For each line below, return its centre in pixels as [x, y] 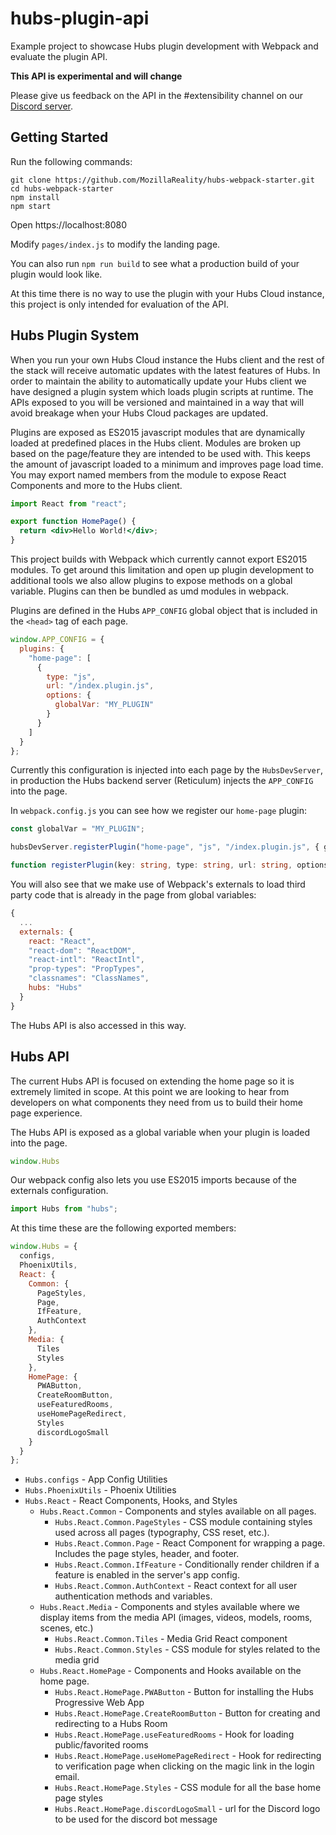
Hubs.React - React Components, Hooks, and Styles [131, 1501]
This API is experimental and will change [96, 76]
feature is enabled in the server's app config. [147, 1575]
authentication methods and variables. [133, 1596]
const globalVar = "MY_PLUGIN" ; [77, 829]
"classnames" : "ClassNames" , [89, 978]
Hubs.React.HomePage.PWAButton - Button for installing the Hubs [184, 1692]
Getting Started [59, 137]
